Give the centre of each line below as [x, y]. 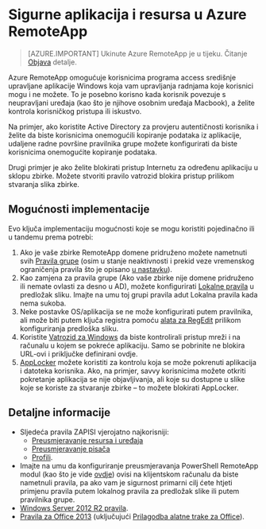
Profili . [42, 457]
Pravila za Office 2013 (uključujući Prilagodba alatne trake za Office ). [132, 516]
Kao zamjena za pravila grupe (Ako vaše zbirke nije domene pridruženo [137, 278]
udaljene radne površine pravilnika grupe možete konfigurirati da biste [123, 143]
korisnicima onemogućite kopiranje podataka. [83, 152]
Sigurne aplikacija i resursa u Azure [128, 15]
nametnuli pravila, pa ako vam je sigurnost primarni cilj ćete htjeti [126, 482]
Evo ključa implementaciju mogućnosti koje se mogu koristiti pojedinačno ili [131, 228]
